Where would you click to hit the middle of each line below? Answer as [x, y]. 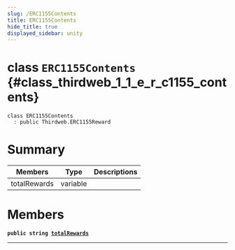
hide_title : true [33, 27]
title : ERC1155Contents [42, 20]
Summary [36, 150]
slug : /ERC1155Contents [42, 14]
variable [74, 184]
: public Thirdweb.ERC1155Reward [62, 122]
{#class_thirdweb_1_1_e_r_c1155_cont [117, 83]
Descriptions [115, 172]
